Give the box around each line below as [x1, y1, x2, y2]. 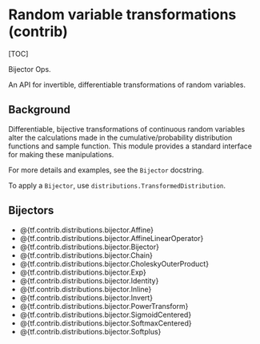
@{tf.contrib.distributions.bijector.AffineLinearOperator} [19, 233, 204, 243]
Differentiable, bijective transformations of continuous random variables [8, 124, 246, 133]
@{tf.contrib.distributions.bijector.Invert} [19, 293, 154, 302]
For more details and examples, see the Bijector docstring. [8, 165, 204, 175]
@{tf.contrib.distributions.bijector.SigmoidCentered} [19, 310, 192, 319]
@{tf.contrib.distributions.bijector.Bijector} [19, 242, 160, 251]
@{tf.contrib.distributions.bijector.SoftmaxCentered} [19, 318, 192, 328]
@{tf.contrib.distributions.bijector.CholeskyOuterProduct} [19, 259, 210, 268]
